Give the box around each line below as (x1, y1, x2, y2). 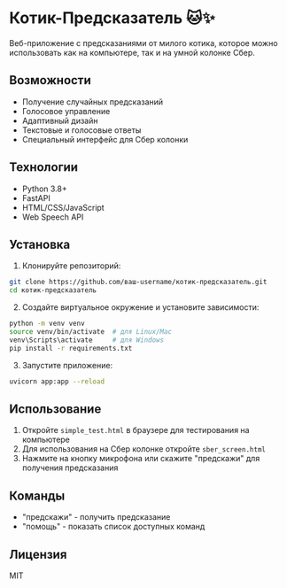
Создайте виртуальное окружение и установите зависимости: (21, 302, 260, 313)
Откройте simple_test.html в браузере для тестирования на (21, 425, 250, 436)
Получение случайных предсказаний (21, 97, 164, 107)
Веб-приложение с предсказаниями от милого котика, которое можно (9, 37, 278, 48)
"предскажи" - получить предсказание (21, 512, 171, 522)
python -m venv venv (9, 319, 86, 329)
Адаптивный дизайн (21, 115, 98, 126)
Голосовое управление (21, 105, 111, 116)
